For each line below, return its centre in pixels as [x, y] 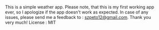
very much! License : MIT [30, 22]
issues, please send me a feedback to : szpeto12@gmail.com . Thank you [78, 17]
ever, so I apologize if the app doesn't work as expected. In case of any [77, 12]
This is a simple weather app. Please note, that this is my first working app [80, 7]
